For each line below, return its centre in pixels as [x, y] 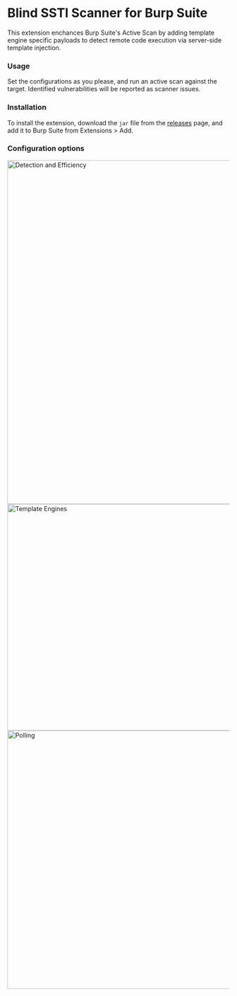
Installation [27, 108]
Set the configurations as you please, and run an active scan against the [112, 81]
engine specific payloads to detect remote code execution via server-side [115, 40]
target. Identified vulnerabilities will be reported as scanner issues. [104, 89]
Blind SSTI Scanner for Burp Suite [108, 13]
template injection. [34, 47]
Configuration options [46, 149]
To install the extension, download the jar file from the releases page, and [115, 122]
